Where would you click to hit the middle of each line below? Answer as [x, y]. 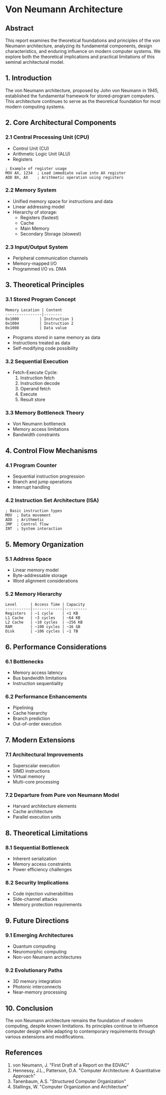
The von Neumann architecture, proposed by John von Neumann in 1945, [82, 90]
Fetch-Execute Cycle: [35, 373]
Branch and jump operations [42, 482]
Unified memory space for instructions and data [63, 201]
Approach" [24, 1076]
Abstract [20, 28]
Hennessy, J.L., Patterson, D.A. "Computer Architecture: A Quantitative [87, 1070]
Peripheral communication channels [50, 258]
